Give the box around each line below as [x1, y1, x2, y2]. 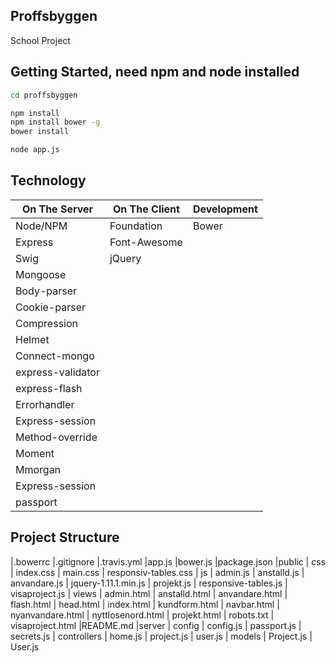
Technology [10, 172, 87, 189]
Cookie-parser [15, 300, 86, 314]
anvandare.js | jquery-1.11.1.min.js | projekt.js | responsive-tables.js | [10, 577, 288, 589]
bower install [10, 127, 70, 137]
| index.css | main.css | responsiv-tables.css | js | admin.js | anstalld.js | [10, 566, 305, 578]
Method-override [15, 430, 98, 444]
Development [192, 202, 258, 216]
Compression [15, 316, 78, 330]
